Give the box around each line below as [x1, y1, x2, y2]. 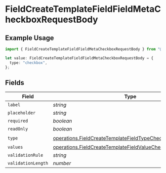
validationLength [7, 161, 48, 166]
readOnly [7, 126, 28, 132]
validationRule [7, 152, 43, 158]
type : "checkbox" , [9, 60, 48, 65]
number [52, 160, 71, 167]
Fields [5, 78, 25, 87]
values [7, 144, 23, 150]
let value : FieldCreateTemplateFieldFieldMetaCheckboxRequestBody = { [5, 55, 154, 60]
